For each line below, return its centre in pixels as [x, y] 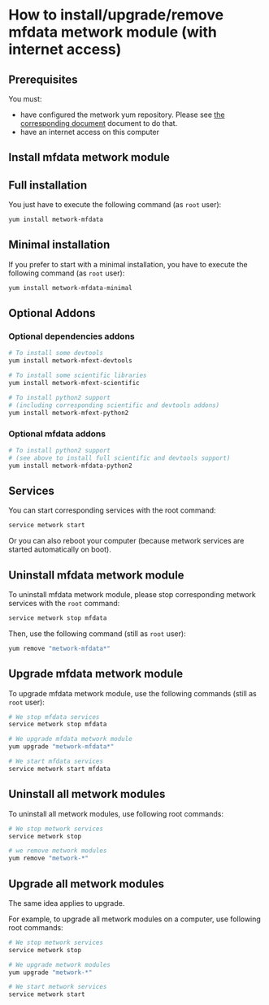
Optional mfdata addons [57, 434]
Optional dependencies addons [72, 336]
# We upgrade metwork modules [60, 964]
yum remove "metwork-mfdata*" [60, 648]
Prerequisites [43, 79]
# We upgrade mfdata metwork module [70, 739]
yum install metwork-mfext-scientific [74, 383]
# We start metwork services [58, 987]
